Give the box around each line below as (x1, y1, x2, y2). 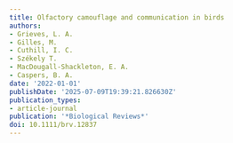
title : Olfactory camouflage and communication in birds (9, 12, 225, 22)
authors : (9, 21, 42, 30)
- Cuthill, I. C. (9, 46, 74, 55)
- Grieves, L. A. (9, 29, 74, 38)
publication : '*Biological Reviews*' (9, 112, 149, 121)
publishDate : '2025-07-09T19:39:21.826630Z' (9, 87, 177, 96)
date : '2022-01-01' (9, 79, 82, 88)
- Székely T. (9, 54, 58, 63)
